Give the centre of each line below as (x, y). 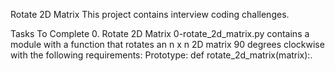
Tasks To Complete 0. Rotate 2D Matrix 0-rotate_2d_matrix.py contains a (160, 33)
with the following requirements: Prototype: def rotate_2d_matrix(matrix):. (161, 55)
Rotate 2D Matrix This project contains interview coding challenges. (150, 14)
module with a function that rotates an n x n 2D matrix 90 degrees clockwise (167, 44)
